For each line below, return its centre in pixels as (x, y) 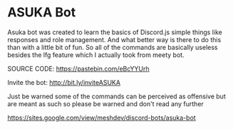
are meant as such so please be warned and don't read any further (106, 103)
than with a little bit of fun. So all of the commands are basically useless (113, 47)
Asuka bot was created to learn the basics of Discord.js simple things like (115, 32)
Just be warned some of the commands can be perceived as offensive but (116, 96)
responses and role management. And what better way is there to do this (114, 39)
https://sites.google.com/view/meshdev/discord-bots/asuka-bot (102, 118)
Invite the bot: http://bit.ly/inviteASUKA (64, 82)
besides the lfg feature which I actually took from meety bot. (96, 55)
